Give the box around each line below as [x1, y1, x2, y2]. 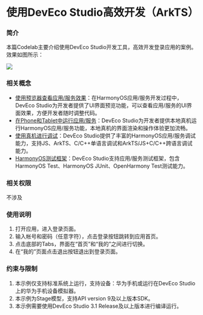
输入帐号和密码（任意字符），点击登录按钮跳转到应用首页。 [15, 233, 162, 240]
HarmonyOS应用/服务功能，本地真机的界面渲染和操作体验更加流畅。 [20, 124, 191, 131]
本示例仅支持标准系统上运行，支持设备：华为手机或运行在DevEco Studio [15, 279, 196, 287]
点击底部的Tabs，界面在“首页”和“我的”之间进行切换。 [15, 240, 148, 248]
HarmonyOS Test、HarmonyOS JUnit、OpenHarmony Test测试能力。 [15, 162, 189, 170]
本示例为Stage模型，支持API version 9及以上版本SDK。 [15, 294, 153, 302]
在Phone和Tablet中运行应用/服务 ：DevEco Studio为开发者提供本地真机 [15, 116, 192, 124]
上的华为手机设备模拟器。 [15, 287, 79, 294]
